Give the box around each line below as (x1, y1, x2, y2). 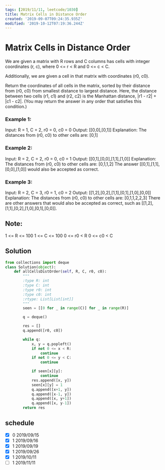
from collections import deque (5, 260, 69, 265)
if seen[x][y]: (31, 369, 63, 374)
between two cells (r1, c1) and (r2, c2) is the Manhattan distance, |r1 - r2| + (5, 93, 157, 99)
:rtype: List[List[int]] (23, 296, 74, 302)
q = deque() (23, 314, 48, 320)
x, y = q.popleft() (31, 342, 71, 346)
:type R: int (23, 279, 50, 283)
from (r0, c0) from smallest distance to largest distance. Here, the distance (5, 88, 157, 94)
